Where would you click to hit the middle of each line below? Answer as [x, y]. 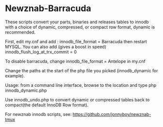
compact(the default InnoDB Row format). [47, 105]
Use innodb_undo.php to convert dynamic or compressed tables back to [77, 99]
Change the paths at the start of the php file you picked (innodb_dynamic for [82, 70]
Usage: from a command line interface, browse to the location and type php [81, 85]
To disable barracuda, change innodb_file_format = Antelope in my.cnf [75, 61]
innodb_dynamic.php [26, 90]
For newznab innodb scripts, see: [38, 114]
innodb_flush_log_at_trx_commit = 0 [41, 52]
